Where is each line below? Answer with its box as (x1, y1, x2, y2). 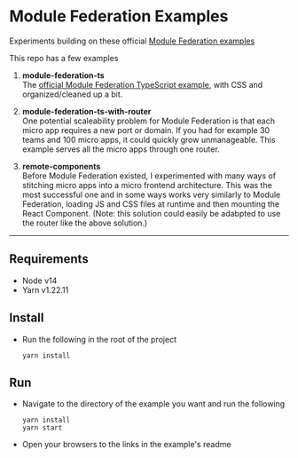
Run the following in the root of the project (21, 334, 177, 344)
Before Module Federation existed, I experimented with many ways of (21, 170, 277, 181)
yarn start (21, 423, 63, 432)
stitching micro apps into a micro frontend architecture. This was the (21, 179, 272, 190)
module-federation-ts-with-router (21, 106, 152, 116)
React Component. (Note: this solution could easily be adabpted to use (21, 208, 281, 218)
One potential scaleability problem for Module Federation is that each (21, 115, 276, 126)
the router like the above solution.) (21, 217, 148, 228)
